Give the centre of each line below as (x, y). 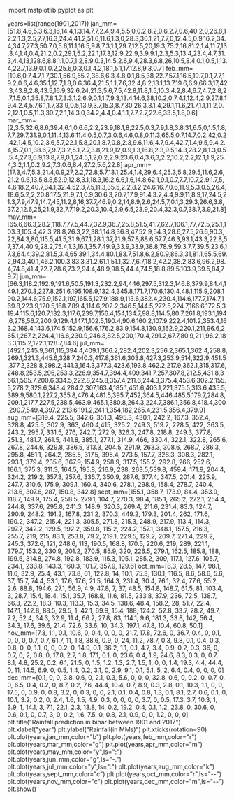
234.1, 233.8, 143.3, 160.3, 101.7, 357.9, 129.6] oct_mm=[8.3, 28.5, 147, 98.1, (114, 566)
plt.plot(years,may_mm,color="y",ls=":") (65, 752)
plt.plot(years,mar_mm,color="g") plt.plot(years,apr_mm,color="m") (105, 744)
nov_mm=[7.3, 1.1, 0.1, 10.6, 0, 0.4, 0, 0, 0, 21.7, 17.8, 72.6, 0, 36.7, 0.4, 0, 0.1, (114, 633)
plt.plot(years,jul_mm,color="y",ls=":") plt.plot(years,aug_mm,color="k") (111, 766)
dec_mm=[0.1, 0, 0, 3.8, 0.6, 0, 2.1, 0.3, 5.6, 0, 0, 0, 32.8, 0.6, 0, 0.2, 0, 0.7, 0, (116, 677)
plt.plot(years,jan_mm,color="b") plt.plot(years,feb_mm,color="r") (102, 737)
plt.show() (22, 789)
